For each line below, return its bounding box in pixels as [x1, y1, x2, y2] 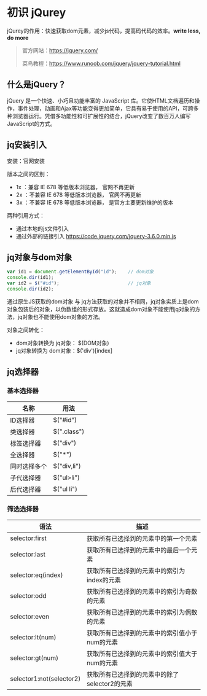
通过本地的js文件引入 [15, 225, 69, 232]
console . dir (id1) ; [7, 275, 54, 281]
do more [7, 34, 29, 41]
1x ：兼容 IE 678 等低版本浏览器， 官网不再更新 [15, 183, 135, 190]
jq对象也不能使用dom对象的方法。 [17, 313, 104, 320]
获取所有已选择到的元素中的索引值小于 [86, 628, 198, 637]
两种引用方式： [7, 211, 45, 219]
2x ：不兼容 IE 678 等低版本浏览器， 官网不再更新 [15, 191, 141, 198]
